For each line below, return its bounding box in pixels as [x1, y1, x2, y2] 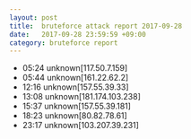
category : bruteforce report [9, 38, 118, 48]
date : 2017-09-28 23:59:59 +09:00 [9, 30, 146, 39]
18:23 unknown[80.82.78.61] [22, 110, 127, 121]
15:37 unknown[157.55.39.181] [22, 100, 132, 112]
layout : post [9, 13, 58, 22]
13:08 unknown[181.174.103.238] [22, 91, 142, 102]
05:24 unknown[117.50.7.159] [22, 63, 128, 74]
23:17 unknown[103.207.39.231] [22, 120, 139, 131]
